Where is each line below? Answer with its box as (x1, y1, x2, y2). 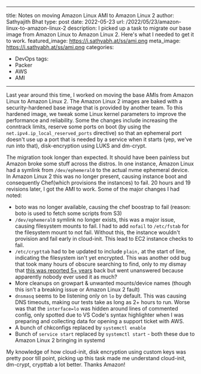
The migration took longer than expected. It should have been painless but (6, 154, 190, 161)
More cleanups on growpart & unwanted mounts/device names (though (14, 280, 191, 287)
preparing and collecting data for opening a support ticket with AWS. (14, 318, 184, 324)
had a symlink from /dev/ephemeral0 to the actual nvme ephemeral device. (6, 167, 190, 173)
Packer (14, 62, 33, 69)
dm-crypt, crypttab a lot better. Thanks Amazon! (6, 361, 126, 368)
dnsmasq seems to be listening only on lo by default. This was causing (14, 292, 187, 299)
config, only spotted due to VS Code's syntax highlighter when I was (14, 311, 184, 318)
